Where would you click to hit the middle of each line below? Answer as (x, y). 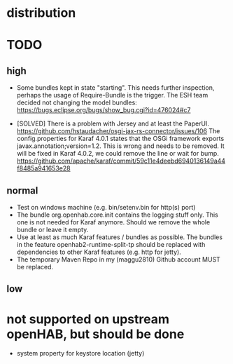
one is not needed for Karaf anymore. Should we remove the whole (113, 222)
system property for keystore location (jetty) (80, 353)
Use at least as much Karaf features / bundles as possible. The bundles (120, 237)
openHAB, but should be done (96, 334)
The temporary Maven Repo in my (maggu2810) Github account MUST (119, 259)
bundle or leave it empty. (52, 230)
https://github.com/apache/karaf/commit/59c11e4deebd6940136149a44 (121, 161)
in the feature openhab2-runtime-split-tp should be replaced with (111, 244)
